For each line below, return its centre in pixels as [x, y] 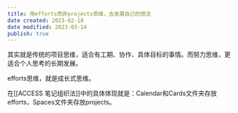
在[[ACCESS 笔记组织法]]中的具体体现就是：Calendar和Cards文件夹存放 [112, 93]
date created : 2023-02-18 [45, 20]
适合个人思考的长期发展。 [45, 64]
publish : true [28, 34]
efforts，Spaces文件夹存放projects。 [61, 102]
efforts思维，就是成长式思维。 [51, 78]
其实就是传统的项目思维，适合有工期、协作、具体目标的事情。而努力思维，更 [119, 54]
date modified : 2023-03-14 [47, 27]
